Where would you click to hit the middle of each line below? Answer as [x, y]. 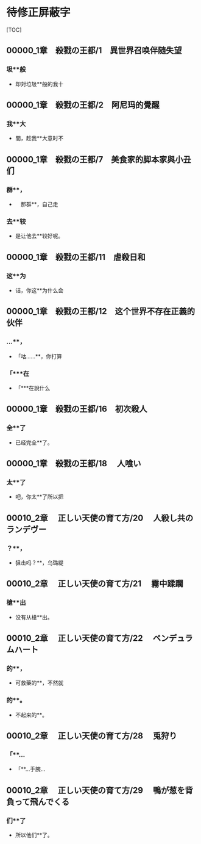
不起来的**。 [31, 715]
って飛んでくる [42, 802]
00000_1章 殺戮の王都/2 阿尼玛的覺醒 [83, 105]
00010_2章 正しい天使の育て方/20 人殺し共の [100, 518]
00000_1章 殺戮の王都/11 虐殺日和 [76, 257]
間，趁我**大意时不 [39, 139]
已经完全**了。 [34, 442]
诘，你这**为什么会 [39, 290]
